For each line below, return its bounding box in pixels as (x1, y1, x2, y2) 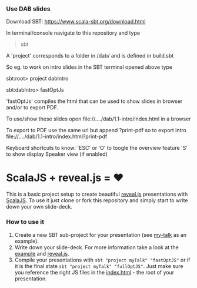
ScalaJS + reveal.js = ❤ (6, 171, 124, 185)
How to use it (6, 218, 44, 226)
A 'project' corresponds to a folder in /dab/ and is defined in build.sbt (6, 52, 174, 59)
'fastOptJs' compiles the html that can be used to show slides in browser (6, 98, 183, 105)
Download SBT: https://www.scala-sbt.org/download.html (6, 18, 146, 25)
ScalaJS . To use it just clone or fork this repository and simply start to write (6, 197, 188, 204)
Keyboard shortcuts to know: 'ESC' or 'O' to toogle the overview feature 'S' (6, 145, 188, 152)
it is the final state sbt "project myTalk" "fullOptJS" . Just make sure (14, 262, 183, 269)
